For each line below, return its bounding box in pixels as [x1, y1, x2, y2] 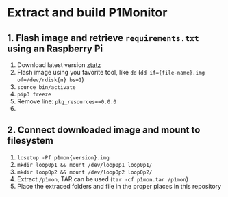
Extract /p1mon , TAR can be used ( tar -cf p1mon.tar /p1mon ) [16, 174, 188, 183]
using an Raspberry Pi [7, 42, 103, 54]
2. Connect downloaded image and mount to [7, 124, 201, 136]
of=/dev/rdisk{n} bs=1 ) [16, 75, 84, 83]
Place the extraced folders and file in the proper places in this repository [16, 182, 221, 190]
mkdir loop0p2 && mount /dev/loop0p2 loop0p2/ [16, 169, 153, 176]
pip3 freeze [16, 91, 51, 98]
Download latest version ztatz [16, 61, 101, 69]
